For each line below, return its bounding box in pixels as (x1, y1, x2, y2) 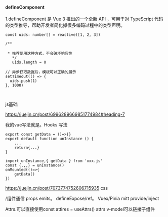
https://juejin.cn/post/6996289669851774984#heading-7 (5, 111, 125, 117)
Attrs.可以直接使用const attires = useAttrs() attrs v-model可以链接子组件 (5, 206, 155, 212)
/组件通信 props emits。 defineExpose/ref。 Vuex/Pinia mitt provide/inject (5, 195, 159, 202)
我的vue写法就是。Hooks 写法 (5, 122, 68, 128)
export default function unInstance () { (5, 137, 94, 142)
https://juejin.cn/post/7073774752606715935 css (5, 185, 108, 191)
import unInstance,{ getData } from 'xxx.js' (5, 158, 103, 164)
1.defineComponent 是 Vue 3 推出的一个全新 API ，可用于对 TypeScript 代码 (5, 16, 163, 22)
